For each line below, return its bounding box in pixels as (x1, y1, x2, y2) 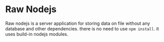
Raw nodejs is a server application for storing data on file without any (5, 20, 150, 26)
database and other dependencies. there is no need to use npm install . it (5, 25, 159, 31)
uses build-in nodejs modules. (5, 31, 69, 37)
